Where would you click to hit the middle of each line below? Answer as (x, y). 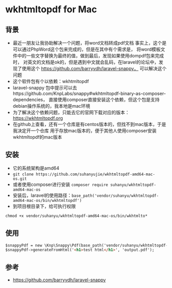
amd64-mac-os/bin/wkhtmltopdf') (47, 200)
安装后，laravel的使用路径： (42, 195)
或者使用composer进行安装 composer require (60, 184)
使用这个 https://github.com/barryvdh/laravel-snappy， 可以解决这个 (94, 68)
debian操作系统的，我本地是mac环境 (51, 106)
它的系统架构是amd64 (36, 168)
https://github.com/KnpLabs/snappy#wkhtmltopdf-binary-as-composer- (89, 94)
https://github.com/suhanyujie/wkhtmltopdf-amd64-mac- (95, 174)
